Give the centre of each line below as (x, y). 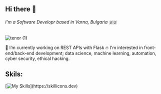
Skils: (14, 74)
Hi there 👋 (21, 9)
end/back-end (20, 53)
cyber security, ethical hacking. (37, 58)
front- (150, 47)
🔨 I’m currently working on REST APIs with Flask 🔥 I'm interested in (74, 47)
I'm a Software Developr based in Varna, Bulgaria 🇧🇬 (61, 22)
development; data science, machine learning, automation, (96, 53)
